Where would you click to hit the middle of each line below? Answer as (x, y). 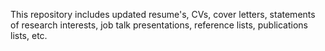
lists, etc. (29, 35)
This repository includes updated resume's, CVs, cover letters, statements (163, 14)
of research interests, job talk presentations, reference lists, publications (159, 25)
